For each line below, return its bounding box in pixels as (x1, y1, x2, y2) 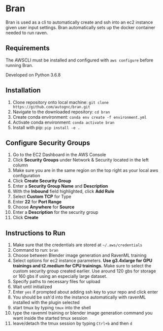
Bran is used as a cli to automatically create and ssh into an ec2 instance (5, 19, 153, 25)
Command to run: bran (12, 247, 59, 253)
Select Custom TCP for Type (12, 194, 72, 199)
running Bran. (5, 62, 33, 68)
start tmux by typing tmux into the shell (12, 305, 91, 311)
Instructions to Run (5, 229, 65, 237)
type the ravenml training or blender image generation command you (12, 310, 153, 316)
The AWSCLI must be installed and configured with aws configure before (5, 57, 154, 63)
